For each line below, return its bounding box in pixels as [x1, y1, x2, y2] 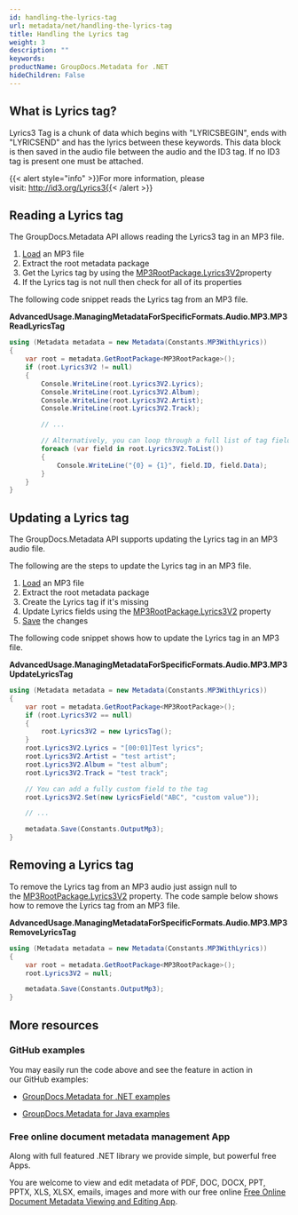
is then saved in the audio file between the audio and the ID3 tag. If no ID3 [9, 146, 281, 156]
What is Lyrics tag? [9, 104, 117, 119]
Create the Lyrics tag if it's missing [21, 597, 149, 607]
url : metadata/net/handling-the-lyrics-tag [9, 21, 173, 30]
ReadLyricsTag [9, 321, 65, 331]
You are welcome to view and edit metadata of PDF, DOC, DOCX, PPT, [9, 1178, 266, 1188]
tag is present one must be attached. [9, 155, 144, 166]
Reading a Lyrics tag [9, 208, 124, 223]
